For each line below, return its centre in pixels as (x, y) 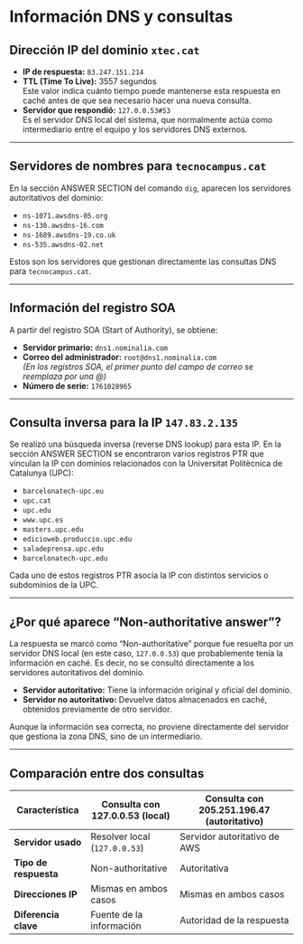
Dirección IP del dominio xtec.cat (105, 50)
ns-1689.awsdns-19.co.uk (69, 235)
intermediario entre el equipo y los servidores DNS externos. (135, 129)
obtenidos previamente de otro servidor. (97, 709)
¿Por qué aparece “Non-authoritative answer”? (145, 622)
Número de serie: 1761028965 (77, 385)
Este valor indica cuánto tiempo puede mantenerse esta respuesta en (151, 91)
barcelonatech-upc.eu (63, 491)
